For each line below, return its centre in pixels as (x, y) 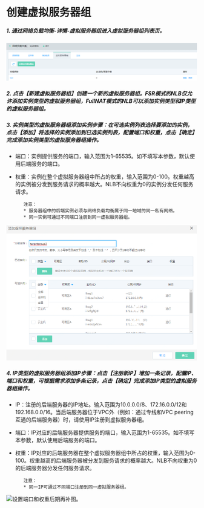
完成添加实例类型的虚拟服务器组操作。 (54, 140)
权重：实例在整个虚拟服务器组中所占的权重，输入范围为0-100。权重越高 (105, 177)
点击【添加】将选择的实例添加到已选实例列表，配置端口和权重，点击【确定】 (102, 132)
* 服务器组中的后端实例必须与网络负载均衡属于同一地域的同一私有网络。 (100, 211)
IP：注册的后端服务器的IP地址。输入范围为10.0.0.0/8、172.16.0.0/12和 (101, 405)
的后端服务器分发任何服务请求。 (55, 468)
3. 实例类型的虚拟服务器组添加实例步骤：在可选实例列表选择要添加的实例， (100, 125)
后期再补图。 (65, 499)
